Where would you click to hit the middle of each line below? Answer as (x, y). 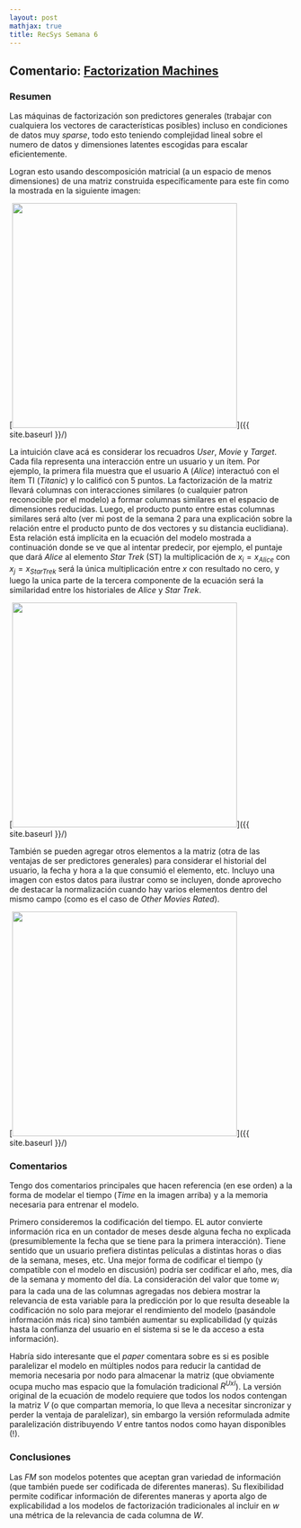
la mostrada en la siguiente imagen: (75, 191)
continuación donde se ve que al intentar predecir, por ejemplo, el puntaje (146, 547)
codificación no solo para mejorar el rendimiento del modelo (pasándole (142, 1310)
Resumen (31, 96)
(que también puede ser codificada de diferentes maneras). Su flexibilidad (147, 1486)
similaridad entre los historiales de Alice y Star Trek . (106, 590)
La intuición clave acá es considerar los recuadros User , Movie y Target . (143, 452)
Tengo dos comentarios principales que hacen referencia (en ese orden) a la (151, 1185)
